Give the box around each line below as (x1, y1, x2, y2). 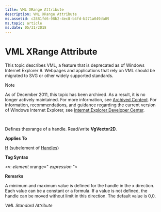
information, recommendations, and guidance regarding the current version (5, 102, 156, 108)
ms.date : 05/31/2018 (5, 25, 47, 30)
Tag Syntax (5, 154, 29, 160)
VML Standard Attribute (5, 203, 52, 209)
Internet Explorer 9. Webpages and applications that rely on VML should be (5, 68, 155, 74)
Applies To (5, 135, 28, 141)
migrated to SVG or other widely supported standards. (5, 73, 113, 78)
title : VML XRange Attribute (5, 7, 64, 12)
